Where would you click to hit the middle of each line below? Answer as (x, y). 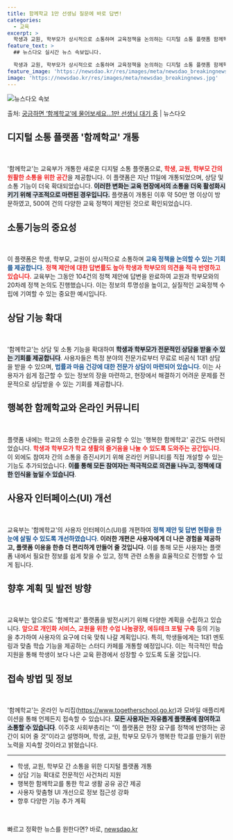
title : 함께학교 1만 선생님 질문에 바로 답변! (65, 14)
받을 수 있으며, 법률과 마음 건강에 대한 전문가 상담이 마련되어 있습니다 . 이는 (114, 366)
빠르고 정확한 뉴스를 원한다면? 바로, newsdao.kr (72, 829)
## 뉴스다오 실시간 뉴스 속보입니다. (58, 53)
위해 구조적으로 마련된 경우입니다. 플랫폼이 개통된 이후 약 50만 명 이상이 (116, 195)
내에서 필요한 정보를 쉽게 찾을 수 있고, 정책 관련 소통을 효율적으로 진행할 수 (115, 556)
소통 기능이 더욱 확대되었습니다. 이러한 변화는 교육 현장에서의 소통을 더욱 (105, 186)
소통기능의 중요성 (42, 228)
